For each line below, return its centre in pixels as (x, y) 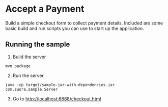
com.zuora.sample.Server (32, 89)
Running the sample (38, 45)
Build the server (29, 57)
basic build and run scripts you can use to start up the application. (75, 28)
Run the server (28, 75)
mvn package (18, 66)
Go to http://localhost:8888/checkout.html (57, 99)
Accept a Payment (45, 9)
